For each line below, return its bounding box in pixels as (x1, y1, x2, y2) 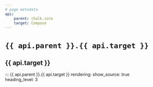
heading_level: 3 (5, 77, 38, 83)
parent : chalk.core (14, 16, 53, 21)
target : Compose (14, 20, 47, 26)
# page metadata (5, 7, 38, 12)
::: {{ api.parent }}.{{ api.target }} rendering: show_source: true (5, 72, 130, 77)
